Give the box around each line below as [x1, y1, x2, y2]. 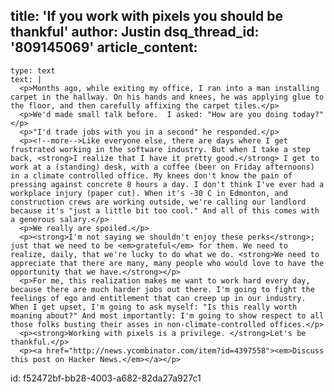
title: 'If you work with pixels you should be [10, 8, 283, 25]
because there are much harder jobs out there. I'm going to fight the [10, 284, 315, 294]
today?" [292, 109, 325, 119]
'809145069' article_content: [10, 39, 198, 56]
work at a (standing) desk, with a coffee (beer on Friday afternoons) [10, 162, 315, 172]
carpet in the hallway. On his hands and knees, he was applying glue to [10, 92, 325, 102]
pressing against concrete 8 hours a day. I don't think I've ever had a [10, 179, 325, 189]
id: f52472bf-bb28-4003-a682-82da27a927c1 [10, 372, 202, 384]
